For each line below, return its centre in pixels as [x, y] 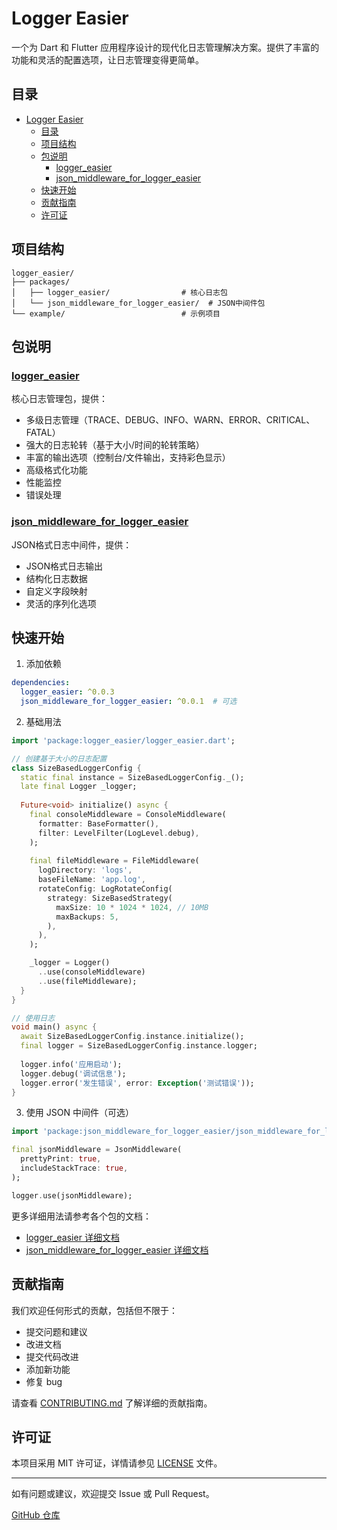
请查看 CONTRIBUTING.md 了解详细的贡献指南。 [112, 1403]
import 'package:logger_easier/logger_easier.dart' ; [123, 740]
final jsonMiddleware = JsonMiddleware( [97, 1150]
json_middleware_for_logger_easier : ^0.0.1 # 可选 [129, 702]
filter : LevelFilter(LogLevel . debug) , [118, 833]
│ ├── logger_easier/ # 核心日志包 [119, 292]
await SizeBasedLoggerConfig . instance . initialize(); [132, 1037]
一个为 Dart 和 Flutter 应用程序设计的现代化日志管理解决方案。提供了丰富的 [165, 47]
